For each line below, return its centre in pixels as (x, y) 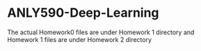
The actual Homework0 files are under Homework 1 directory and (101, 32)
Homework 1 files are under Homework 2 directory (79, 39)
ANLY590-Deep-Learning (83, 13)
